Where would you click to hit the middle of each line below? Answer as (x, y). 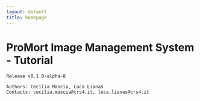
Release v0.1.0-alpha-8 (36, 76)
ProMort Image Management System (100, 47)
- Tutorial (30, 60)
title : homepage (27, 18)
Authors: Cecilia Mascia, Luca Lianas (55, 87)
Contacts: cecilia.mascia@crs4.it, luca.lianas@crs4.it (78, 92)
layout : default (27, 12)
